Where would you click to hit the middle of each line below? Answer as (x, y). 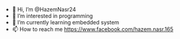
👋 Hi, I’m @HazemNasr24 (44, 9)
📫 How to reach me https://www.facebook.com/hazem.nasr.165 (93, 29)
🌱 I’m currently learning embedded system (66, 22)
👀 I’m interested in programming (52, 16)
